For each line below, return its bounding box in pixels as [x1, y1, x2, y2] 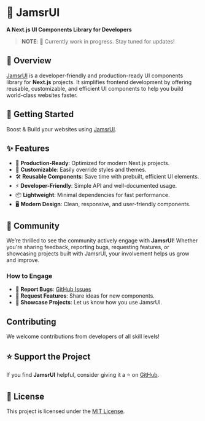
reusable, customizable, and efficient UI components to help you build [6, 85, 184, 92]
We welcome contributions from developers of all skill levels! [6, 333, 160, 340]
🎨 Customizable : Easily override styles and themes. [15, 166, 147, 174]
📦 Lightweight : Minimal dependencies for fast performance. [15, 191, 170, 199]
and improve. [6, 257, 40, 264]
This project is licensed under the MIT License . [6, 407, 125, 415]
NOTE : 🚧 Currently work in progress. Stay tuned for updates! [21, 37, 175, 45]
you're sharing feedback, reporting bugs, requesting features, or [6, 244, 170, 251]
